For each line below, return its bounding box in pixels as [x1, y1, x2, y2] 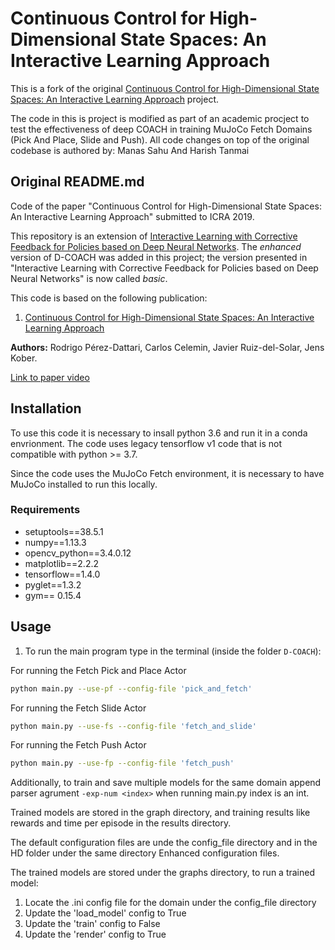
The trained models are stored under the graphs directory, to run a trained [10, 867, 316, 879]
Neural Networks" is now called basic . [10, 272, 168, 284]
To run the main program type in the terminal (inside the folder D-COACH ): [24, 645, 322, 657]
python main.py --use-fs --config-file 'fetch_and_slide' [10, 721, 257, 731]
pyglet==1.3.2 [24, 578, 82, 591]
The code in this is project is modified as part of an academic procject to [10, 112, 310, 124]
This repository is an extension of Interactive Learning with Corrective [10, 230, 298, 242]
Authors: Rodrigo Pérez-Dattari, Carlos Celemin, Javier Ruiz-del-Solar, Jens [10, 341, 325, 353]
